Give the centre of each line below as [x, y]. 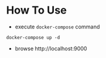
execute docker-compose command [57, 27]
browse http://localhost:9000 [51, 49]
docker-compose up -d [33, 37]
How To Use [37, 10]
